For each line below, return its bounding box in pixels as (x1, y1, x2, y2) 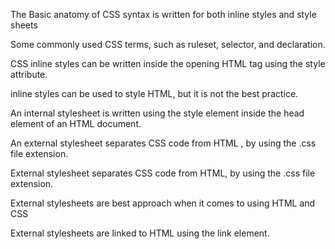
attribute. (10, 69, 48, 80)
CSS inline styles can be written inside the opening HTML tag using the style (10, 58, 326, 69)
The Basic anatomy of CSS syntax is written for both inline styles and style (10, 9, 317, 20)
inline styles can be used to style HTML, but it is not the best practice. (10, 88, 299, 99)
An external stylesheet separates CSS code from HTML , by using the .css (10, 137, 317, 149)
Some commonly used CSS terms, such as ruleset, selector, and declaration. (10, 39, 326, 50)
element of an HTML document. (10, 118, 142, 129)
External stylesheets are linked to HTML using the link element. (10, 227, 270, 239)
